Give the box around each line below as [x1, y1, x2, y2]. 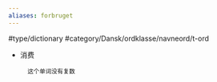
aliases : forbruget [8, 11, 74, 20]
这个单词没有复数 [27, 67, 76, 76]
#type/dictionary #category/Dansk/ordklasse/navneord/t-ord [8, 33, 210, 43]
